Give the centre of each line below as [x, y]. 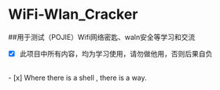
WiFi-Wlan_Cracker [73, 14]
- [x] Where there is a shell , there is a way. [77, 77]
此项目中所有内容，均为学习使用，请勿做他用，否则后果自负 [116, 53]
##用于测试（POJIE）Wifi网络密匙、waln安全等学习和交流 [102, 37]
